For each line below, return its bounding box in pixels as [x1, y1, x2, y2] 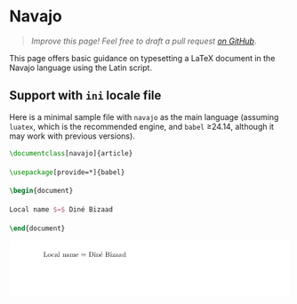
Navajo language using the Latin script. [9, 62, 153, 73]
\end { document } [9, 224, 66, 233]
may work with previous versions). [9, 131, 135, 141]
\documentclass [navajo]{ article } [9, 148, 133, 157]
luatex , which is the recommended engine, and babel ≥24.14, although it [9, 121, 274, 132]
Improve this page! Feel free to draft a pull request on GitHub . [30, 36, 257, 46]
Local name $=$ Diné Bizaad [9, 205, 114, 214]
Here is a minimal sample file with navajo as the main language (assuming [9, 111, 279, 122]
